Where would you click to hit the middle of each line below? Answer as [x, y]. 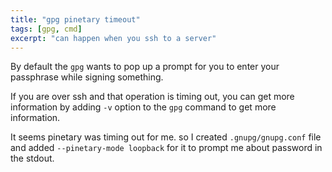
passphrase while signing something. [87, 77]
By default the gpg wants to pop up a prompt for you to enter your [145, 67]
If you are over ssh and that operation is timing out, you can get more [152, 97]
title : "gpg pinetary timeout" [75, 19]
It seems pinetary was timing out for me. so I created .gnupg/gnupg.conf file [166, 137]
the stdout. [32, 158]
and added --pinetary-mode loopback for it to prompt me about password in [166, 148]
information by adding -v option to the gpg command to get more [143, 107]
